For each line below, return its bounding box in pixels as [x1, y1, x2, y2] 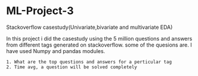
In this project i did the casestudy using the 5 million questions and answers [6, 35, 193, 42]
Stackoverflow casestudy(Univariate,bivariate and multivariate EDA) [6, 24, 173, 31]
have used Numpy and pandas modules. [6, 47, 106, 54]
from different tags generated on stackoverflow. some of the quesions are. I [6, 41, 192, 48]
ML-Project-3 [6, 4, 74, 18]
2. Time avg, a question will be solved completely [6, 64, 137, 70]
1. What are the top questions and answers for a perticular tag [6, 59, 172, 65]
